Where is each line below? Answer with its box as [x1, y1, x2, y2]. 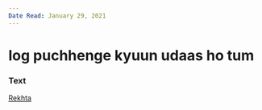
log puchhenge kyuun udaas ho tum [8, 46, 255, 64]
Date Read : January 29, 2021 [8, 11, 106, 20]
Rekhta [8, 93, 32, 103]
